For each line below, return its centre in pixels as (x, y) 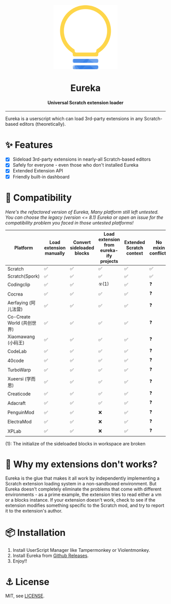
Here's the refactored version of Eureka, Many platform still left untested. (82, 212)
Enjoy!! (20, 561)
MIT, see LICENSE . (25, 596)
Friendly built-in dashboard (41, 176)
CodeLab (17, 351)
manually (55, 253)
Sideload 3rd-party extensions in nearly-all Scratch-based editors (82, 159)
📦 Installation (35, 533)
